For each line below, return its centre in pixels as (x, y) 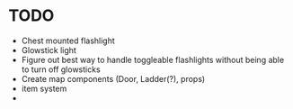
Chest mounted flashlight (68, 41)
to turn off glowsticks (61, 69)
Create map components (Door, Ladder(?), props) (113, 78)
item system (44, 88)
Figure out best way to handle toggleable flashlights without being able (153, 59)
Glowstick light (49, 50)
